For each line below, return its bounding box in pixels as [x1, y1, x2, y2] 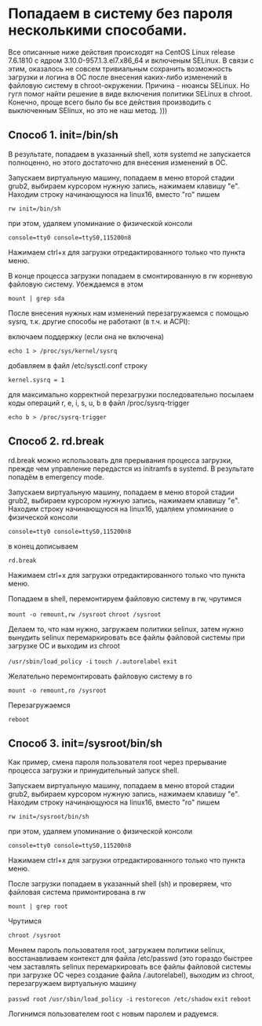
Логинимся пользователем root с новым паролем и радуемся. [8, 1010, 219, 1019]
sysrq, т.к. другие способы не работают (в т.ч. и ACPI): [8, 316, 191, 326]
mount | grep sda [8, 294, 65, 302]
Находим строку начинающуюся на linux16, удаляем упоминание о [8, 504, 234, 513]
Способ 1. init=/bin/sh [8, 129, 119, 142]
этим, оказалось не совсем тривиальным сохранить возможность [8, 64, 233, 73]
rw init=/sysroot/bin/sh [8, 813, 89, 821]
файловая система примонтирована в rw [8, 888, 147, 897]
